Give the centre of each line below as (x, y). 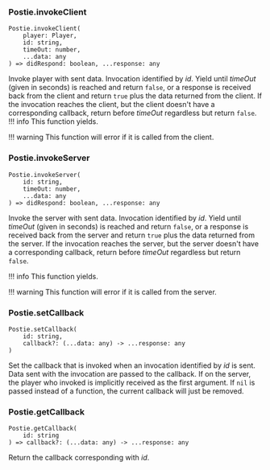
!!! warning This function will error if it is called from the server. (113, 291)
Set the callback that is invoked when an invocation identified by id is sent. (132, 365)
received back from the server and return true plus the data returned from (132, 235)
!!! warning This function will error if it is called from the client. (111, 137)
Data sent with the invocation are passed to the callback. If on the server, (130, 373)
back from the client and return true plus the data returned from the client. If (135, 96)
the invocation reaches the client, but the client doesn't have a (112, 105)
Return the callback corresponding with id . (79, 458)
